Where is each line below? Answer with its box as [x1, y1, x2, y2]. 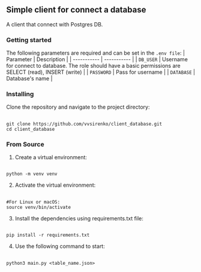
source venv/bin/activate [6, 204, 71, 210]
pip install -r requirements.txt [6, 232, 90, 238]
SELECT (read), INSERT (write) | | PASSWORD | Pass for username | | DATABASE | [6, 68, 196, 76]
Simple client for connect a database [6, 5, 146, 15]
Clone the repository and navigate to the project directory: [6, 103, 150, 110]
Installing [6, 90, 34, 98]
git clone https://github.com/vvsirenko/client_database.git [6, 121, 163, 127]
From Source [6, 140, 44, 148]
